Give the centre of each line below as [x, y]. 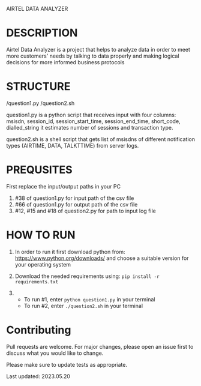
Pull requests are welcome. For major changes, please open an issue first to [100, 346]
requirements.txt [37, 282]
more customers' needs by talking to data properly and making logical [93, 56]
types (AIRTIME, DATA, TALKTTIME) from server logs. [73, 145]
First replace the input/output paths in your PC [64, 186]
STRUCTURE [38, 87]
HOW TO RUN [41, 235]
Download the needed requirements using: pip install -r [87, 276]
